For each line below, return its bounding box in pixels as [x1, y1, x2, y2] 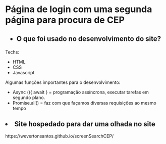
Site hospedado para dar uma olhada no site [14, 120, 155, 128]
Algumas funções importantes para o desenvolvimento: [5, 79, 121, 85]
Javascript [12, 69, 35, 75]
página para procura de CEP [5, 14, 125, 26]
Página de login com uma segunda [5, 4, 152, 15]
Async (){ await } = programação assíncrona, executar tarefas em [12, 89, 149, 95]
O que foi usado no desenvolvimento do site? [16, 34, 161, 43]
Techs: [5, 49, 19, 55]
